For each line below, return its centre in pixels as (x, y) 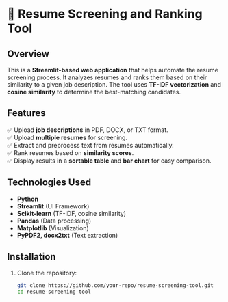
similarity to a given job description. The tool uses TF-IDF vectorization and (114, 84)
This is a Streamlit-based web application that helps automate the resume (113, 70)
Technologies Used (49, 183)
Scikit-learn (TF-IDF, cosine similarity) (72, 213)
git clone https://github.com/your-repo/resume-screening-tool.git (115, 286)
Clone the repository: (47, 273)
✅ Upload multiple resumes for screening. (67, 137)
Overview (28, 54)
